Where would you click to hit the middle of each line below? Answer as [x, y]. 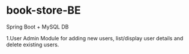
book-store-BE [43, 10]
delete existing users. [33, 45]
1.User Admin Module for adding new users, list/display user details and [95, 38]
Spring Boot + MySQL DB [37, 27]
